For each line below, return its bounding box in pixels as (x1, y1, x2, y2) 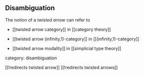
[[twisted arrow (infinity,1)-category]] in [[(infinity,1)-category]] (12, 36, 140, 42)
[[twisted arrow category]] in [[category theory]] (12, 26, 111, 32)
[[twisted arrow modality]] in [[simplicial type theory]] (12, 45, 121, 51)
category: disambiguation (5, 55, 57, 61)
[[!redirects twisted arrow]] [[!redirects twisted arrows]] (5, 64, 118, 70)
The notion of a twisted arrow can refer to (5, 17, 90, 23)
